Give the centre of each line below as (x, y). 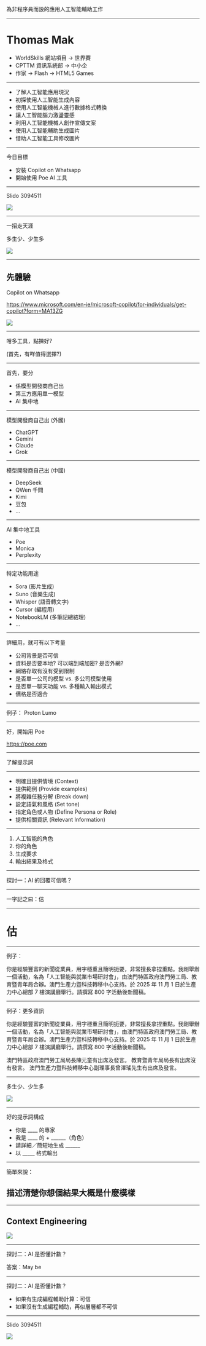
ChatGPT (27, 432)
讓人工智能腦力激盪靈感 (45, 115)
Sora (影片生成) (35, 586)
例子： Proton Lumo (32, 712)
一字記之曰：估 (25, 899)
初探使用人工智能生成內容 (48, 100)
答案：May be (24, 1267)
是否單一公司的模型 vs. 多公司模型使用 (63, 679)
